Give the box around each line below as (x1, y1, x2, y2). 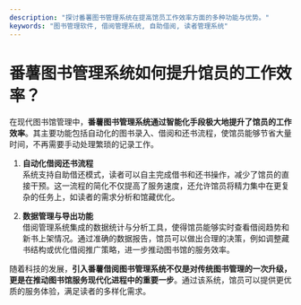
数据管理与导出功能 (21, 211, 94, 222)
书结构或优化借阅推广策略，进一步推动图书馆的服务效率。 (21, 244, 235, 256)
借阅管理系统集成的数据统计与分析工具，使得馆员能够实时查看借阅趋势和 (21, 222, 289, 233)
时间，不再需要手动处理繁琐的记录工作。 (9, 139, 159, 150)
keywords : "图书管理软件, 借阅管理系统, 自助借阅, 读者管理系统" (9, 22, 228, 30)
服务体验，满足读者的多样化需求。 (24, 286, 150, 297)
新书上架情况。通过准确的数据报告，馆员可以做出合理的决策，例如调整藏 (21, 233, 289, 244)
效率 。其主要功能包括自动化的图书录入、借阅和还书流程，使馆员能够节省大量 (9, 127, 292, 139)
